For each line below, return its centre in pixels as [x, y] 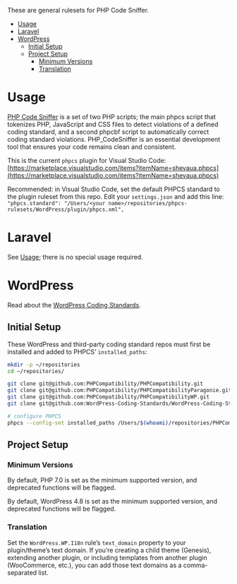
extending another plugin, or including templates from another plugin [107, 557]
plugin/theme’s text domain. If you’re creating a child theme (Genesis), [109, 550]
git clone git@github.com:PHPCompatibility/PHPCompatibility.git [105, 384]
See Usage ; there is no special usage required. [75, 257]
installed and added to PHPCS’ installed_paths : [77, 351]
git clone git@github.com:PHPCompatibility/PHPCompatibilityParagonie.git [120, 391]
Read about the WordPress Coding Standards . [74, 305]
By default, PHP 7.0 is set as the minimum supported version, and [102, 480]
